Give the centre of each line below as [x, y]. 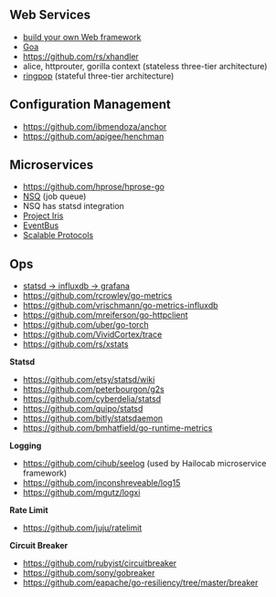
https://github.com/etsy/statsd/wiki [89, 380]
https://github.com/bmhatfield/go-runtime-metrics [117, 428]
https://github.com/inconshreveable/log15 [101, 483]
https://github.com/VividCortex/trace [92, 335]
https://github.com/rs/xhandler [80, 56]
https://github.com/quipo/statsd [83, 409]
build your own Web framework [82, 37]
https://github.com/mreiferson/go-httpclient [106, 315]
